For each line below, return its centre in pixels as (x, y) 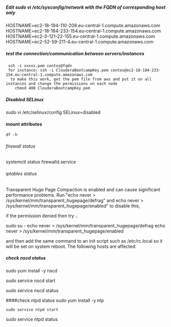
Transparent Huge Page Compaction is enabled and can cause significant (83, 190)
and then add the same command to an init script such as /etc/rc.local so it (84, 241)
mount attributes (24, 124)
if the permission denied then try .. (42, 216)
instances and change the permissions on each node (62, 84)
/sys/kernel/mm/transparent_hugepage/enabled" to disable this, (73, 206)
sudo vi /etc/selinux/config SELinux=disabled (53, 112)
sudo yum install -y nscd (32, 271)
